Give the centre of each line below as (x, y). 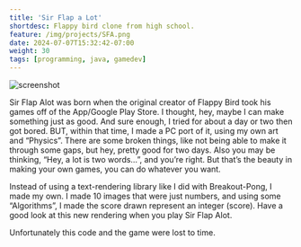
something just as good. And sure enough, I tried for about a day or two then (151, 121)
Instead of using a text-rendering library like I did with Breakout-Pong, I (141, 186)
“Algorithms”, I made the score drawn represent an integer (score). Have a (146, 206)
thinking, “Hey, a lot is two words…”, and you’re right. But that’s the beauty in (151, 159)
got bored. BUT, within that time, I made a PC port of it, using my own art (144, 131)
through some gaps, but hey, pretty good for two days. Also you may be (142, 150)
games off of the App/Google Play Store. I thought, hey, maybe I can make (147, 112)
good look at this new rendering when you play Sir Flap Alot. (121, 215)
